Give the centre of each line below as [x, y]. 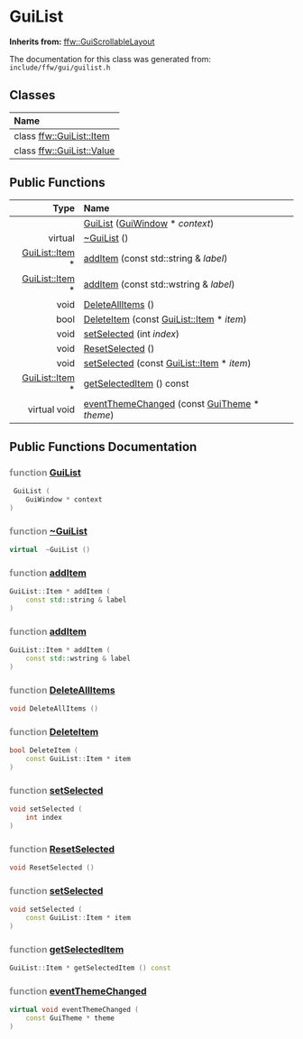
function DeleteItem [54, 731]
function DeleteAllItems [62, 690]
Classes [32, 95]
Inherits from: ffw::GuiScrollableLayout [82, 41]
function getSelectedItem [67, 949]
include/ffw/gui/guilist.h [60, 68]
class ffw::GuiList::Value [64, 151]
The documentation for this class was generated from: [110, 59]
